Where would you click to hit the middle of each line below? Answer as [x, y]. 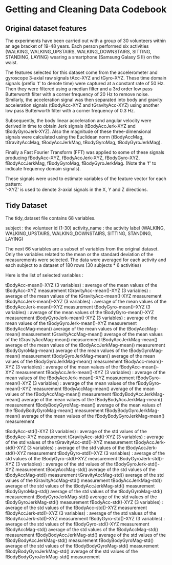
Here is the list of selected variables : [44, 275]
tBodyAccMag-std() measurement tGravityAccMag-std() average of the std [84, 475]
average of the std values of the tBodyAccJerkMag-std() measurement [80, 485]
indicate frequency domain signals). [43, 169]
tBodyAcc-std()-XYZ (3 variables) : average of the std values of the [76, 431]
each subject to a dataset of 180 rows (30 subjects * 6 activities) [73, 265]
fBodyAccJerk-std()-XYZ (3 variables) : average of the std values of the [81, 513]
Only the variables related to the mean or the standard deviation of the [79, 254]
